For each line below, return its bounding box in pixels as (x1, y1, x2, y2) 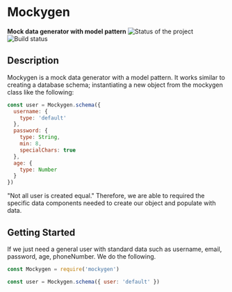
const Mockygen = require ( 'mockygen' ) (7, 266, 119, 273)
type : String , (19, 133, 60, 141)
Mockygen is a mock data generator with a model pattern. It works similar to (7, 73, 226, 81)
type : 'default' (19, 114, 67, 122)
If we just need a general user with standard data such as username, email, (7, 245, 222, 253)
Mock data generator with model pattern (7, 27, 126, 35)
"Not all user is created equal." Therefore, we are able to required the (7, 192, 205, 200)
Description (7, 55, 59, 67)
